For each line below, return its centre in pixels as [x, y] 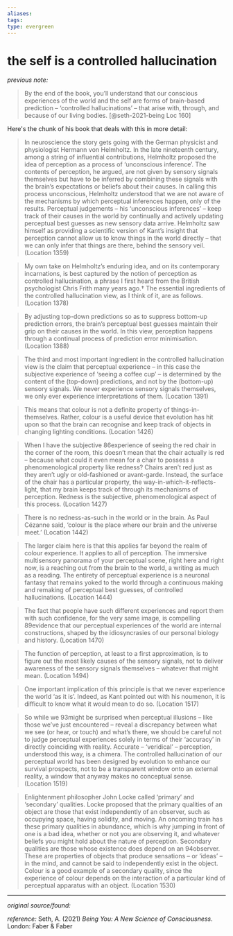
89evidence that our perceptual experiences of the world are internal [123, 625]
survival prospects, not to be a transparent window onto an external [121, 769]
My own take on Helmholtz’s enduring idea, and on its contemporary [122, 266]
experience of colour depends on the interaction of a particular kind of [125, 878]
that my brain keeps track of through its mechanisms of [119, 489]
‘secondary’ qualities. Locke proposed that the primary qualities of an [123, 804]
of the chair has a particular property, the [83, 482]
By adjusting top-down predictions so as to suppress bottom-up [116, 317]
